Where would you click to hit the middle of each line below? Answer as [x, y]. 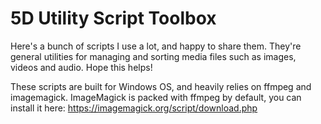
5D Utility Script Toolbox [113, 18]
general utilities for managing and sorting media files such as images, [153, 56]
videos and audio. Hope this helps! [81, 67]
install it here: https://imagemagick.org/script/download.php [134, 108]
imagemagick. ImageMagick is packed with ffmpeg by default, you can [156, 97]
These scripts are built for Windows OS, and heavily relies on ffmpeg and [161, 86]
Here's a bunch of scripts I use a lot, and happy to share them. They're [156, 46]
